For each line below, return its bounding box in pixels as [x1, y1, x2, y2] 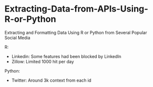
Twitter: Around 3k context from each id [11, 77, 92, 83]
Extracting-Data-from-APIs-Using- [4, 3, 149, 14]
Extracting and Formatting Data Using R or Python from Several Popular [4, 29, 147, 35]
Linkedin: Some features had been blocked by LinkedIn [11, 53, 122, 59]
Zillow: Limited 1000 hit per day [11, 58, 74, 64]
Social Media [4, 35, 31, 41]
